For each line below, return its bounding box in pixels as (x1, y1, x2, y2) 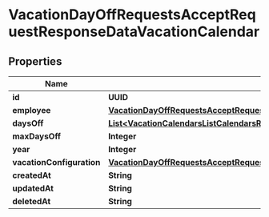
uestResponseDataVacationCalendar (8, 22, 260, 41)
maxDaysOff (12, 131, 62, 142)
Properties (8, 54, 62, 68)
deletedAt (12, 196, 51, 207)
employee (12, 105, 51, 115)
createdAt (12, 170, 52, 181)
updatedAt (12, 183, 54, 194)
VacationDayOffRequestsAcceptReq (8, 6, 256, 24)
